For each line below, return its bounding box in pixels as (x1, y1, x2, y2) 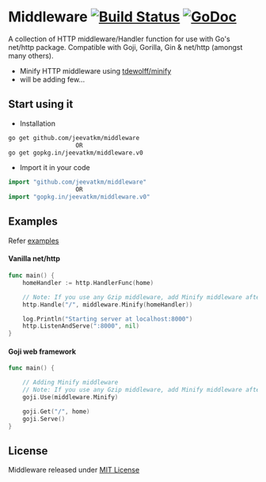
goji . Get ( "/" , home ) (22, 408, 90, 416)
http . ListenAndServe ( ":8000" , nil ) (22, 322, 140, 330)
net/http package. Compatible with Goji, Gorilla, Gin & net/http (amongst (8, 42, 243, 51)
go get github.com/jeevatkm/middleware (8, 134, 140, 142)
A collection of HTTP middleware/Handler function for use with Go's (8, 34, 231, 44)
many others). (8, 51, 54, 60)
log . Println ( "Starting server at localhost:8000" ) (22, 315, 193, 323)
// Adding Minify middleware (22, 378, 119, 387)
